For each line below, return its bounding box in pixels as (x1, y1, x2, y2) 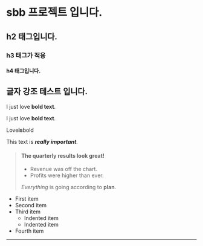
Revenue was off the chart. (30, 166, 98, 173)
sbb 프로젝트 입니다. (6, 5, 103, 19)
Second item (14, 202, 47, 209)
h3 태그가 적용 (6, 51, 46, 59)
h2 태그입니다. (6, 31, 57, 42)
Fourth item (14, 227, 44, 235)
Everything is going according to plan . (21, 184, 117, 191)
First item (14, 195, 39, 202)
